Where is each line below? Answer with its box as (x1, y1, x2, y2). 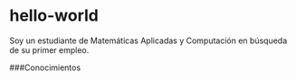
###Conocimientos (9, 62, 81, 73)
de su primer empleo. (9, 44, 90, 55)
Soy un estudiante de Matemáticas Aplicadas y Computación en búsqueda (9, 35, 288, 46)
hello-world (9, 5, 100, 26)
